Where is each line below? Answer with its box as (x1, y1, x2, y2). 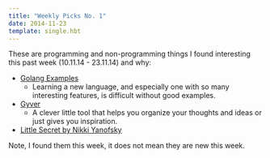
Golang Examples (19, 74, 79, 83)
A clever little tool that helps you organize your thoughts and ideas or (32, 108, 263, 117)
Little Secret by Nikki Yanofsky (19, 125, 123, 135)
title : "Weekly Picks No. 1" (8, 11, 107, 20)
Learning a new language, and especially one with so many (32, 82, 230, 92)
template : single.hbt (8, 27, 82, 35)
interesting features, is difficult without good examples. (32, 91, 216, 100)
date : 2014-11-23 (8, 19, 67, 28)
